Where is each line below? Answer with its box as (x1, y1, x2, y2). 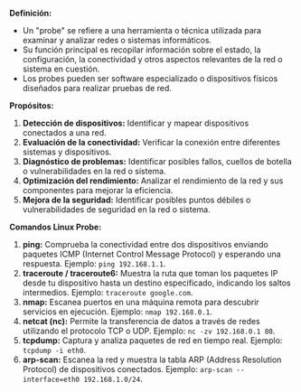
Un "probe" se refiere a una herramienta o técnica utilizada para (22, 25, 262, 35)
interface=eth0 (22, 375, 80, 384)
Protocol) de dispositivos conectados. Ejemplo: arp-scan (22, 364, 233, 374)
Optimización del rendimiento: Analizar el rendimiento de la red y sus (22, 175, 284, 186)
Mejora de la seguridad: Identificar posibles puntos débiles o (22, 194, 251, 205)
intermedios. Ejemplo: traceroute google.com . (22, 287, 193, 297)
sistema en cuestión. (22, 63, 100, 74)
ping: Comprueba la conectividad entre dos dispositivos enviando (22, 239, 268, 249)
